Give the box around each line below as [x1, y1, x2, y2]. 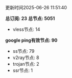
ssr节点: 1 [12, 67, 33, 73]
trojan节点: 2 [12, 61, 39, 67]
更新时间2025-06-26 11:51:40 [5, 5, 67, 10]
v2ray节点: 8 [12, 54, 39, 61]
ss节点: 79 [12, 48, 35, 54]
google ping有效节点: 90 [5, 37, 58, 43]
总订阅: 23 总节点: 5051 [5, 15, 55, 22]
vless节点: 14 [12, 26, 40, 32]
